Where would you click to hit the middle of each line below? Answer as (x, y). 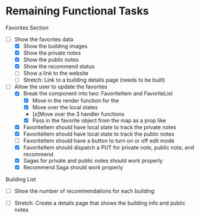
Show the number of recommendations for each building (84, 191)
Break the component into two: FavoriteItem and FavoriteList (98, 94)
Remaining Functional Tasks (77, 11)
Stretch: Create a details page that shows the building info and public (100, 203)
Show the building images (55, 46)
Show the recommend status (59, 67)
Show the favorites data (44, 39)
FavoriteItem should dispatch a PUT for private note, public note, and (109, 147)
